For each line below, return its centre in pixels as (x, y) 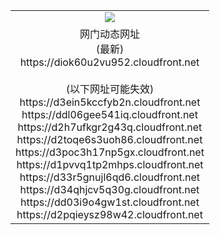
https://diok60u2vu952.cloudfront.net (109, 62)
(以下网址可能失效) (110, 89)
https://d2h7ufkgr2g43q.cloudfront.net (110, 127)
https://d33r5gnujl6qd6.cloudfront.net (110, 177)
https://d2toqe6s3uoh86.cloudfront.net (109, 139)
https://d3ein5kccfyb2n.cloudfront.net (110, 102)
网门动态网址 (109, 34)
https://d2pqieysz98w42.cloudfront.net (109, 214)
